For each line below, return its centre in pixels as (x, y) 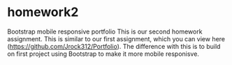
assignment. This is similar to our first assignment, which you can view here (116, 38)
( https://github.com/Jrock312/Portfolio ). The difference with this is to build (114, 46)
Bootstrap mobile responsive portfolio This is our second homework (105, 31)
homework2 (43, 12)
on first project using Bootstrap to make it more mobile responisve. (103, 54)
